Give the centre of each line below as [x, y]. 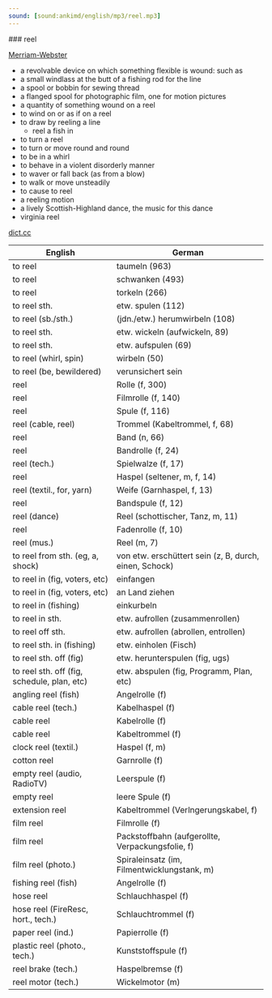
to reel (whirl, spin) [48, 358]
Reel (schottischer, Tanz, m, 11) [177, 516]
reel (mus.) [33, 542]
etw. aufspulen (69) [154, 345]
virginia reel [40, 216]
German [188, 252]
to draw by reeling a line [60, 122]
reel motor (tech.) [46, 982]
